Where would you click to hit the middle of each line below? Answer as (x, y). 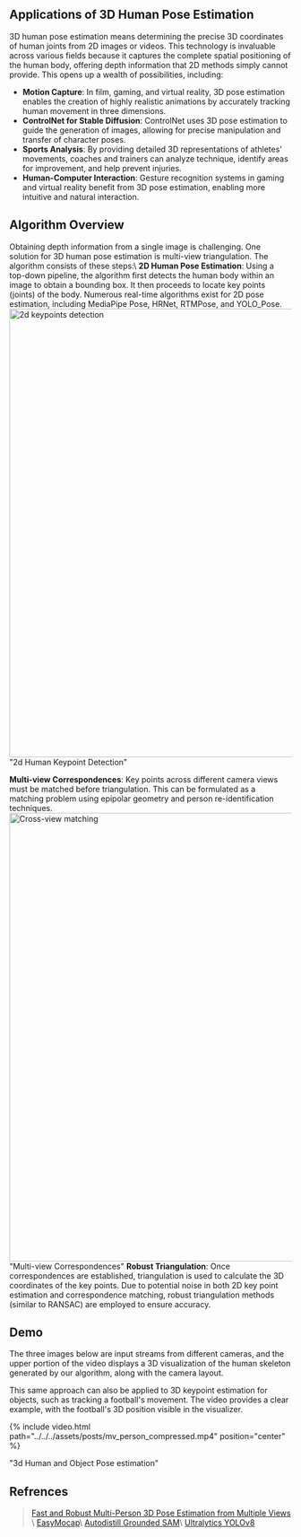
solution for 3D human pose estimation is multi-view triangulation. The (139, 256)
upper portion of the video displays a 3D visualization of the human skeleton (150, 1364)
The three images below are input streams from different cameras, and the (147, 1354)
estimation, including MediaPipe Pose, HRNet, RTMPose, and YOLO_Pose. (146, 303)
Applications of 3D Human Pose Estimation (132, 15)
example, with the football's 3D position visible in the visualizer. (126, 1410)
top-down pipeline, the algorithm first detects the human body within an (142, 275)
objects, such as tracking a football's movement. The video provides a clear (149, 1400)
